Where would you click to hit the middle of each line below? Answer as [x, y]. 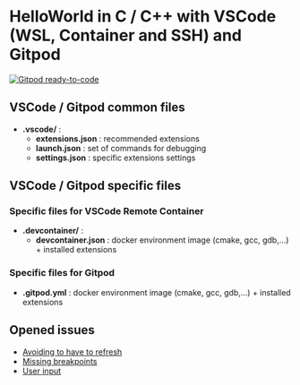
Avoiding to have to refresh [72, 352]
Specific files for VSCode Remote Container [107, 211]
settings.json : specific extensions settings [116, 158]
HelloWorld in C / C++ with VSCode [143, 17]
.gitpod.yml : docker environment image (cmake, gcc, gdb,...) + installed [156, 292]
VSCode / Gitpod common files [97, 108]
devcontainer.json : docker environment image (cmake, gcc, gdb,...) [162, 240]
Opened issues [52, 330]
